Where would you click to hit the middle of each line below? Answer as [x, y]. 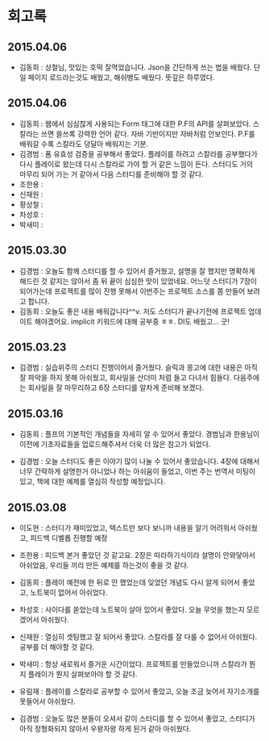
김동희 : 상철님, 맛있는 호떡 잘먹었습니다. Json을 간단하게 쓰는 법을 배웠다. [135, 67]
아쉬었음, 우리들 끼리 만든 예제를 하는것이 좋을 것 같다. [104, 565]
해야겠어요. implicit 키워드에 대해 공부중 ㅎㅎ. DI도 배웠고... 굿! [132, 321]
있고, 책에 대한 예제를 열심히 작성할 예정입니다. [92, 482]
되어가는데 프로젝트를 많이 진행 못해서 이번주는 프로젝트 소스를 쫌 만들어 [132, 291]
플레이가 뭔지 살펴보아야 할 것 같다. [83, 674]
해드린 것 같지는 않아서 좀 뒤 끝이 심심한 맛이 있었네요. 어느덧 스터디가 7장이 [138, 281]
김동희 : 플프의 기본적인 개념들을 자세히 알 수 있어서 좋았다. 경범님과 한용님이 [139, 434]
